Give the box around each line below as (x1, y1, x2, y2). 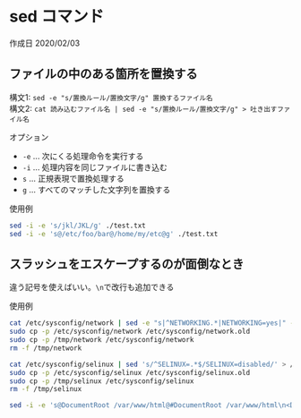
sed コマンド (9, 6, 105, 27)
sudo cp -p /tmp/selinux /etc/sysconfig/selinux (9, 376, 194, 386)
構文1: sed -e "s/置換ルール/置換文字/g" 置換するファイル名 (9, 91, 213, 102)
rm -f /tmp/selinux (9, 385, 82, 394)
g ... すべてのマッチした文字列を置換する (21, 183, 171, 195)
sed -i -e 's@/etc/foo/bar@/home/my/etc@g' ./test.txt (9, 229, 219, 238)
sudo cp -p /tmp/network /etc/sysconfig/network (9, 336, 194, 345)
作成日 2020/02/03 (9, 38, 81, 48)
